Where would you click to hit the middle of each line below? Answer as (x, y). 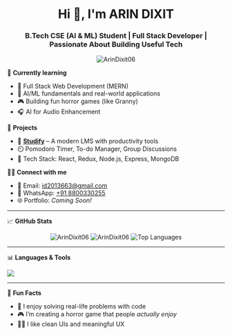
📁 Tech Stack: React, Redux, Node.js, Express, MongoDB (98, 159)
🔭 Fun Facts (24, 293)
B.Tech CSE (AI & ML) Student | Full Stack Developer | (116, 36)
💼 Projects (22, 128)
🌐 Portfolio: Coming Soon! (54, 201)
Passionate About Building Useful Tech (116, 44)
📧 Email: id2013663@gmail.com (62, 185)
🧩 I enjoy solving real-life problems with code (81, 307)
